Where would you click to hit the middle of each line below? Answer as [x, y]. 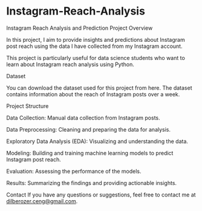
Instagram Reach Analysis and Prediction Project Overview [80, 28]
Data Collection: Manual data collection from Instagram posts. [83, 118]
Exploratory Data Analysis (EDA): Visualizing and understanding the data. [97, 141]
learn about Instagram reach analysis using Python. [70, 64]
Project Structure [28, 106]
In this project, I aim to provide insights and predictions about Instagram [96, 39]
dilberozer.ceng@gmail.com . [42, 201]
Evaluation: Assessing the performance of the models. [74, 171]
